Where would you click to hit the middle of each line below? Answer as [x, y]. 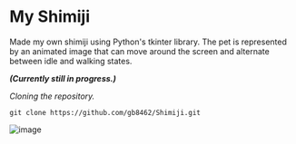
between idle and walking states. [71, 61]
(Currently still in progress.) [63, 78]
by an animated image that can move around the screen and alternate [139, 51]
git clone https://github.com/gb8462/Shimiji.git [105, 112]
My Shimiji [50, 17]
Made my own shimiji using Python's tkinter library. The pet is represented [148, 42]
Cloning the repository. [52, 96]
